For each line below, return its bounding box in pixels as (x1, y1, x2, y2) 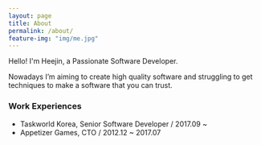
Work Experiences (8, 101, 82, 112)
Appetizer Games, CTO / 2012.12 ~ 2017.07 (19, 127, 161, 137)
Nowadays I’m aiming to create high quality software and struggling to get (8, 72, 253, 81)
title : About (8, 19, 52, 27)
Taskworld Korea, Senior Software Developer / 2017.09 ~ (19, 118, 207, 129)
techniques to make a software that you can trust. (8, 81, 173, 90)
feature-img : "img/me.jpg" (8, 34, 99, 43)
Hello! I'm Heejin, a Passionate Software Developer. (8, 56, 178, 66)
